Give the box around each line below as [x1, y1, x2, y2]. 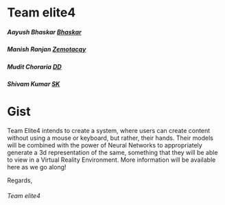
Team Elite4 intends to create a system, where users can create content [7, 126, 211, 134]
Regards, [7, 176, 33, 184]
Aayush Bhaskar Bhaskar [7, 27, 82, 36]
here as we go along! [7, 162, 67, 171]
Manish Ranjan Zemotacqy [7, 45, 86, 53]
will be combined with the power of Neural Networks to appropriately [7, 141, 202, 149]
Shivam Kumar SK [7, 80, 60, 88]
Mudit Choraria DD [7, 62, 62, 71]
